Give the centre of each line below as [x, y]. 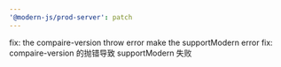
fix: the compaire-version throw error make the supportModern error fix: [141, 42]
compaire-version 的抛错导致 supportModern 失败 [101, 53]
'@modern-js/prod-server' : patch [71, 17]
